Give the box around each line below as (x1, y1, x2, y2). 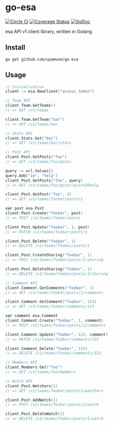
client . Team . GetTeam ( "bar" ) (5, 117, 65, 122)
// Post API (5, 150, 31, 155)
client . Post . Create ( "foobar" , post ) (5, 211, 83, 216)
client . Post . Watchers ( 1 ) (5, 383, 58, 389)
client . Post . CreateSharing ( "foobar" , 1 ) (5, 253, 93, 258)
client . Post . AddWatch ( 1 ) (5, 397, 58, 402)
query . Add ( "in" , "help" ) (5, 173, 58, 178)
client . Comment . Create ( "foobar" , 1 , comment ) (5, 318, 103, 323)
